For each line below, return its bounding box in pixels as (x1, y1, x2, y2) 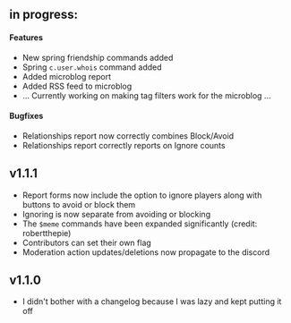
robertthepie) (21, 227, 72, 238)
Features (9, 31, 43, 43)
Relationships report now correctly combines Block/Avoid (21, 130, 235, 141)
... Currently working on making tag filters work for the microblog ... (21, 89, 271, 101)
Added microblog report (21, 71, 112, 81)
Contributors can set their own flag (21, 237, 152, 248)
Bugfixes (9, 111, 44, 122)
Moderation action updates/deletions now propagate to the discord (21, 246, 270, 258)
